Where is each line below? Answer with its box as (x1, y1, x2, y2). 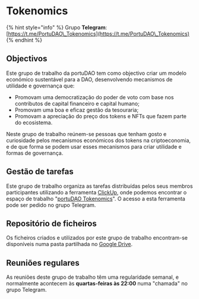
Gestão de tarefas (6, 166, 74, 177)
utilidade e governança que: (6, 82, 75, 89)
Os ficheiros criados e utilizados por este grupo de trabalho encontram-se (6, 234, 188, 241)
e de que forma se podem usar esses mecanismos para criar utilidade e (6, 143, 182, 150)
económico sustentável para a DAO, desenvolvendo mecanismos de (6, 75, 173, 83)
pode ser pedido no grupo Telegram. (6, 201, 96, 209)
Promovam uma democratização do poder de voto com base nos (14, 93, 174, 100)
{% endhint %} (6, 36, 43, 43)
